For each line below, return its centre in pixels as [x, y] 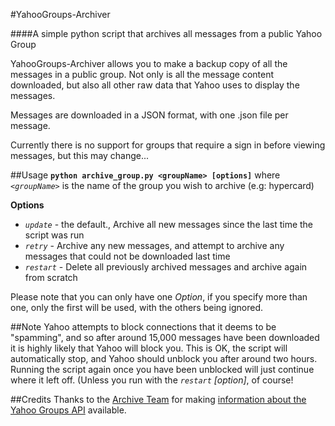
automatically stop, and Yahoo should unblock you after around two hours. [164, 358]
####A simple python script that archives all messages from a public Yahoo [166, 33]
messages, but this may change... [80, 155]
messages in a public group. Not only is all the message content [142, 74]
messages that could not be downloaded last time [127, 256]
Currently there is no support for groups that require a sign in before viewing [168, 145]
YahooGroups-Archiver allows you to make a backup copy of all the [149, 63]
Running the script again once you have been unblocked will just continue [162, 369]
